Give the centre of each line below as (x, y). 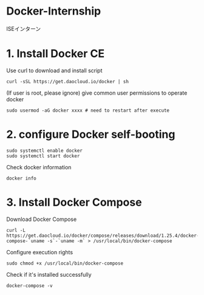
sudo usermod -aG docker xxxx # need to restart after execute (88, 110)
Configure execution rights (40, 252)
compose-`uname (25, 241)
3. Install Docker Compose (74, 202)
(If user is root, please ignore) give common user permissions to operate (97, 93)
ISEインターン (24, 29)
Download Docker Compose (42, 219)
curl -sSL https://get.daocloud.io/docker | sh (68, 81)
